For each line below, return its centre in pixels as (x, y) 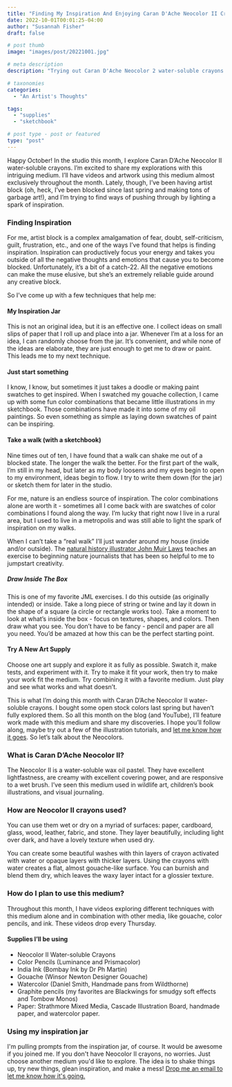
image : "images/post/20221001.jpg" (58, 52)
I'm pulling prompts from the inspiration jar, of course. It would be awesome (115, 1047)
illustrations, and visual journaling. (56, 792)
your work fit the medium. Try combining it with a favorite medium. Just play (116, 679)
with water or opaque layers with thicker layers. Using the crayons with (108, 861)
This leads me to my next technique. (59, 356)
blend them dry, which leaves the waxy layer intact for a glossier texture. (110, 876)
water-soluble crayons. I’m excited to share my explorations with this (105, 168)
